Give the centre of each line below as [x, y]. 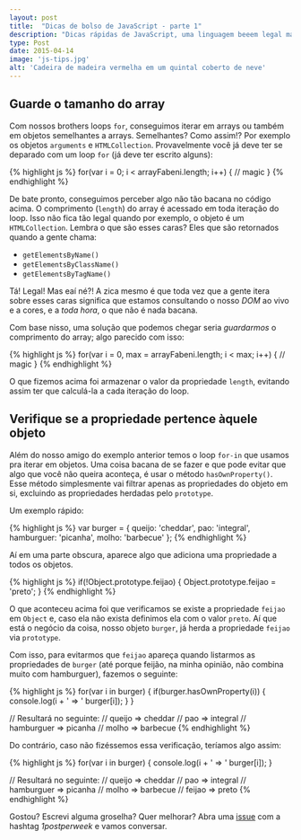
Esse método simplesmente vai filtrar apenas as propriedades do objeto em [149, 483]
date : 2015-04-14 [42, 51]
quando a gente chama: [53, 237]
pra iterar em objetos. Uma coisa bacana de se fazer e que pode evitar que [148, 464]
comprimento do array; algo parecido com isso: [97, 337]
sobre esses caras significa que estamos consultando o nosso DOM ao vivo [149, 300]
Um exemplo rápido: [47, 510]
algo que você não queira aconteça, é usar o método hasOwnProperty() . [141, 473]
